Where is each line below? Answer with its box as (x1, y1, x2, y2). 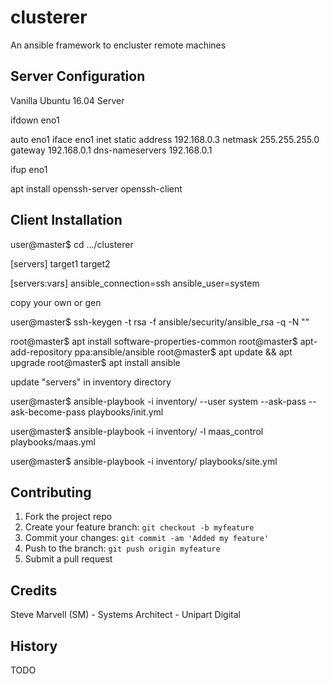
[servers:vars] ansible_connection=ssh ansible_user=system (10, 277, 260, 289)
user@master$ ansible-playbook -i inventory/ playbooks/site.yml (10, 455, 278, 467)
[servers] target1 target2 (10, 257, 111, 270)
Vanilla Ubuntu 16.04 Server (10, 94, 125, 106)
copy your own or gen (10, 296, 102, 308)
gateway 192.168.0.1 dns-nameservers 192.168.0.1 (10, 144, 213, 156)
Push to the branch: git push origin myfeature (24, 542, 221, 555)
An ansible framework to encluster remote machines (10, 39, 227, 51)
